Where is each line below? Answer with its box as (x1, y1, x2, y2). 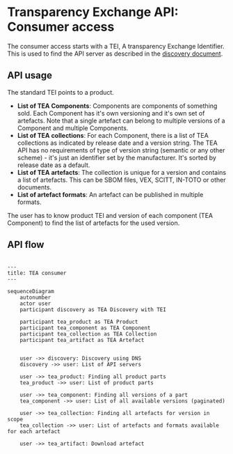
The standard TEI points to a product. (7, 88, 115, 96)
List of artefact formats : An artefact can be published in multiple (17, 190, 204, 198)
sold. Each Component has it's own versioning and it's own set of (17, 109, 205, 117)
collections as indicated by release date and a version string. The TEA (17, 139, 218, 147)
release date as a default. (17, 161, 90, 169)
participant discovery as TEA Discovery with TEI (19, 306, 167, 313)
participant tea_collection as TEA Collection (19, 330, 157, 338)
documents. (17, 182, 52, 191)
